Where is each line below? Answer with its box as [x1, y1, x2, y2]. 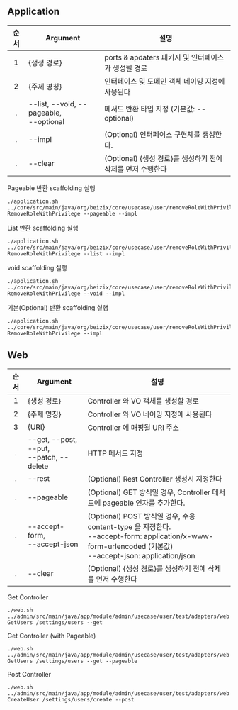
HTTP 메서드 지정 [87, 448, 144, 458]
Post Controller [7, 670, 52, 678]
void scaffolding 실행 [7, 263, 67, 272]
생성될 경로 [112, 63, 147, 73]
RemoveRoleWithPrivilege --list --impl [7, 250, 125, 257]
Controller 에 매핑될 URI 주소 [87, 422, 179, 432]
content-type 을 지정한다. [87, 521, 171, 531]
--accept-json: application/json [87, 550, 195, 560]
